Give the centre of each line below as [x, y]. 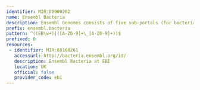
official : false [34, 72]
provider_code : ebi [38, 78]
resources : [20, 45]
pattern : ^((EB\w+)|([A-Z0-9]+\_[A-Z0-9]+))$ [63, 34]
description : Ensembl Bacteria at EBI [62, 61]
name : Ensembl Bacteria [36, 17]
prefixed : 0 [21, 39]
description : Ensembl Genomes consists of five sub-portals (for [89, 22]
